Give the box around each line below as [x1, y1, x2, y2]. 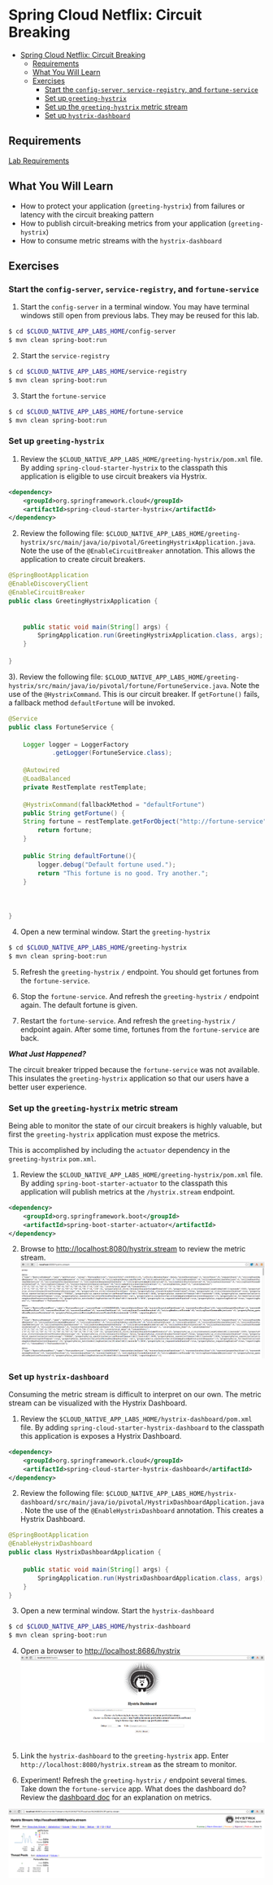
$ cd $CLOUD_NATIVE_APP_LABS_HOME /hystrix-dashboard [8, 1623, 191, 1631]
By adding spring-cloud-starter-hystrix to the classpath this [19, 462, 228, 472]
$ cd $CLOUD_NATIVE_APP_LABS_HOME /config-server [8, 327, 176, 335]
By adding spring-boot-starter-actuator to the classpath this [19, 1178, 228, 1188]
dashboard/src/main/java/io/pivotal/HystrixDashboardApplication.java [19, 1498, 265, 1507]
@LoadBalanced [23, 775, 71, 783]
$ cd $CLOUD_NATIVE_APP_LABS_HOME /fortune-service [8, 407, 184, 416]
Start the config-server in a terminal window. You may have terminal [19, 302, 249, 312]
